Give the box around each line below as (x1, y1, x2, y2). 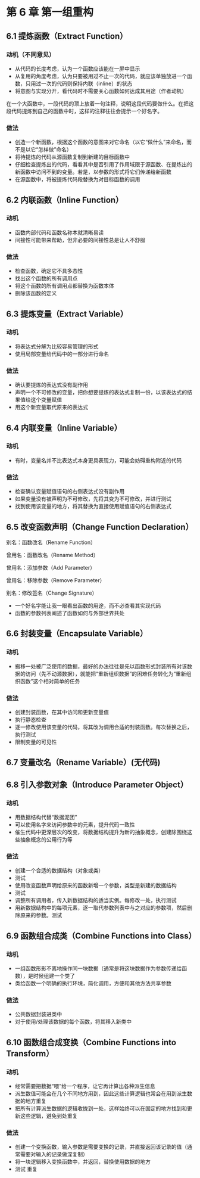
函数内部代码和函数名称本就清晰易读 (14, 229, 104, 236)
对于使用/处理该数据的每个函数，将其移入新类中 (14, 1018, 132, 1025)
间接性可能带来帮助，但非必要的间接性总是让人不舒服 (14, 236, 146, 243)
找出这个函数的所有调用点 (14, 275, 78, 282)
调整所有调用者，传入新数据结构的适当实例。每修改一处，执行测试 (14, 897, 177, 904)
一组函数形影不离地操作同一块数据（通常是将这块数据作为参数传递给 (14, 965, 182, 972)
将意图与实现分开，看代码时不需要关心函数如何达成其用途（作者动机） (14, 87, 187, 94)
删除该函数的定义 (14, 290, 57, 297)
